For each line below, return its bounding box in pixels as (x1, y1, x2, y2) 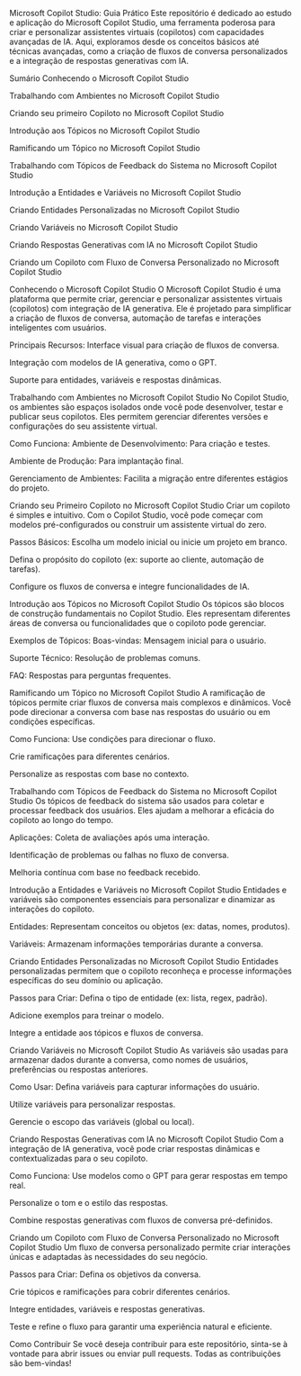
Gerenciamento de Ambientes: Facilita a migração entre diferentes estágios (9, 473, 288, 484)
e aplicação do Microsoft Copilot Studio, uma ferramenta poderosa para (9, 17, 276, 28)
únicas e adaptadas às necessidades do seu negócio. (9, 1252, 208, 1262)
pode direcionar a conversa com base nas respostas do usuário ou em (9, 707, 271, 717)
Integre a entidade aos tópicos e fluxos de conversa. (9, 1027, 204, 1038)
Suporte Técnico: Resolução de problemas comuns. (9, 653, 201, 663)
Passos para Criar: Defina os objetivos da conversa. (9, 1269, 201, 1280)
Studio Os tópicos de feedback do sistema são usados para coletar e (9, 796, 265, 806)
